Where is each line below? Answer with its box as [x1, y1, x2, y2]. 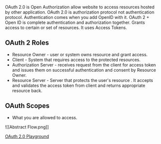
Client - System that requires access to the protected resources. [12, 57, 141, 63]
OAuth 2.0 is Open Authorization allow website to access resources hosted [5, 4, 155, 10]
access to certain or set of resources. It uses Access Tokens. [5, 25, 128, 31]
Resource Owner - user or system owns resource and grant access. [12, 51, 148, 57]
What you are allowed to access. [12, 114, 78, 120]
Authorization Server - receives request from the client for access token [12, 62, 156, 67]
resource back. [12, 87, 43, 94]
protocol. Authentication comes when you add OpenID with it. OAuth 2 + [5, 15, 149, 20]
